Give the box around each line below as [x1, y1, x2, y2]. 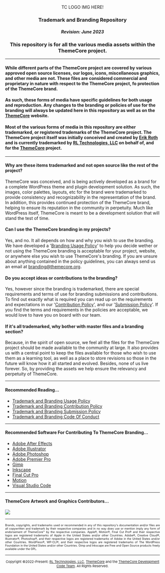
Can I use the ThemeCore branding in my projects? [5, 226, 111, 232]
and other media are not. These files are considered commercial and [5, 75, 147, 81]
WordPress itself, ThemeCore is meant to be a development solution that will [5, 210, 160, 216]
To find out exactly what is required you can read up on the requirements [5, 296, 153, 302]
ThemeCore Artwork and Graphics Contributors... [5, 498, 109, 504]
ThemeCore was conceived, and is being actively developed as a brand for [5, 179, 157, 184]
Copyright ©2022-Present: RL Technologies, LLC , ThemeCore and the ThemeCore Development [5, 559, 160, 564]
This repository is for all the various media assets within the [9, 41, 156, 48]
